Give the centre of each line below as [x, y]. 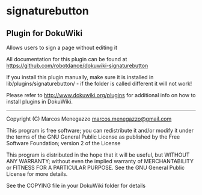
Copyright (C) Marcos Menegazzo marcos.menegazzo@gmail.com [89, 119]
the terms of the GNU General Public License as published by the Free [93, 137]
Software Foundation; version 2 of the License [63, 143]
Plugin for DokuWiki [44, 33]
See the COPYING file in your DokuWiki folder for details [76, 185]
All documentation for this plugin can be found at [67, 59]
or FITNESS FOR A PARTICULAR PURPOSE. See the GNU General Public [96, 167]
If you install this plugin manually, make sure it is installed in [80, 77]
